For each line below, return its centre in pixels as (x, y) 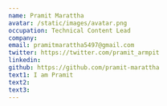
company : (23, 38)
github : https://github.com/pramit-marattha (84, 68)
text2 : (19, 82)
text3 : (19, 90)
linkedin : (25, 61)
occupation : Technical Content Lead (69, 30)
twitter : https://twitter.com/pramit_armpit (84, 53)
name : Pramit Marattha (46, 16)
